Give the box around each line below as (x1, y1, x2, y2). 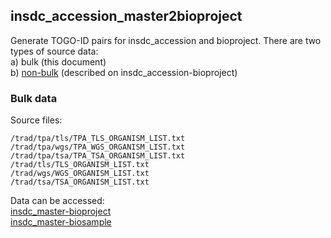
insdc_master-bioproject (10, 205, 112, 218)
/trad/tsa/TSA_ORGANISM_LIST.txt (10, 177, 150, 188)
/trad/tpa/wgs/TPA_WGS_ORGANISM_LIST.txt (10, 142, 186, 153)
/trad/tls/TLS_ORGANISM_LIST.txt (10, 160, 150, 170)
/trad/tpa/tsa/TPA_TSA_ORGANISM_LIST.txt (10, 151, 186, 161)
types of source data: (10, 45, 99, 57)
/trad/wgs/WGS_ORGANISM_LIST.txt (10, 169, 150, 179)
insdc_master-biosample (10, 216, 112, 228)
